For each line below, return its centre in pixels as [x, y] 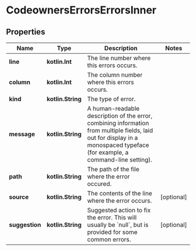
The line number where [119, 58]
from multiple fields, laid [120, 130]
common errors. [109, 239]
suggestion [25, 225]
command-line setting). [120, 160]
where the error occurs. [120, 201]
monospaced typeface [118, 145]
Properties [26, 32]
